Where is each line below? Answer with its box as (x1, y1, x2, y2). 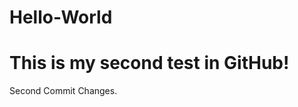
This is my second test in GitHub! (9, 52, 290, 75)
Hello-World (9, 6, 113, 29)
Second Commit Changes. (9, 85, 118, 97)
